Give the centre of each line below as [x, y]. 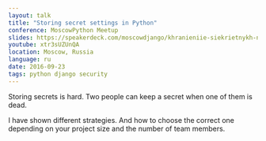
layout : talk [30, 15]
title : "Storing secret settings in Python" [83, 23]
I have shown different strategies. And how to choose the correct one [122, 120]
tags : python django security [58, 74]
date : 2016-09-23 [37, 67]
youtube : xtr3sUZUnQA [44, 45]
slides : [21, 37]
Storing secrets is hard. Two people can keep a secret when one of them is [131, 96]
